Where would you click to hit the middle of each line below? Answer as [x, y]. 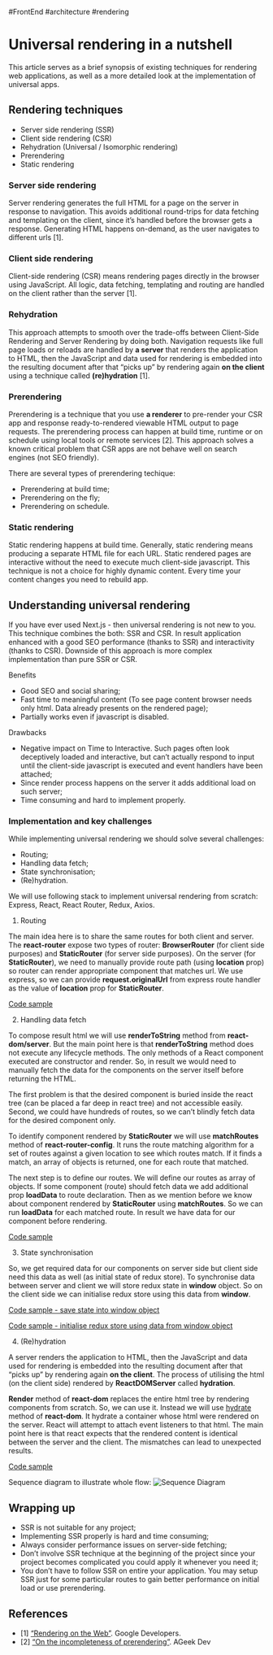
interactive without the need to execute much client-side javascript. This [129, 562]
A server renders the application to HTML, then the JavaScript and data [128, 1357]
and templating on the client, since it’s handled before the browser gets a [130, 220]
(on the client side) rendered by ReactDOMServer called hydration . [122, 1383]
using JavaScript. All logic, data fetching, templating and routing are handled [136, 285]
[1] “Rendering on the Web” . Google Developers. [100, 1633]
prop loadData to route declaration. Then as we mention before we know [130, 1196]
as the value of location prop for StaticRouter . [87, 988]
